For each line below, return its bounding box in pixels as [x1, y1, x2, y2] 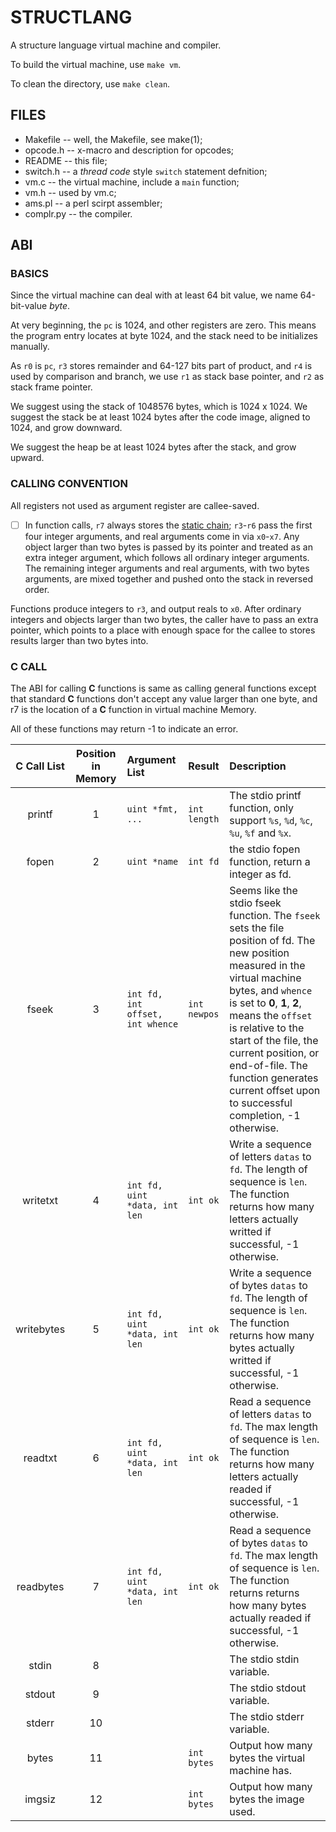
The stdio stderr [229, 1710, 305, 1724]
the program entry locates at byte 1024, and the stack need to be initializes [10, 330, 319, 342]
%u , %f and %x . [229, 826, 292, 840]
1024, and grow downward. [10, 422, 123, 434]
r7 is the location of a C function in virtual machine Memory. [10, 704, 257, 716]
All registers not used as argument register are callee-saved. [10, 499, 260, 511]
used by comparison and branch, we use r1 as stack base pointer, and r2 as [10, 371, 325, 383]
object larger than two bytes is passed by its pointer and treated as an [24, 541, 313, 553]
